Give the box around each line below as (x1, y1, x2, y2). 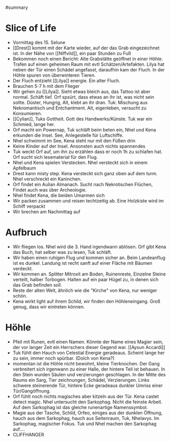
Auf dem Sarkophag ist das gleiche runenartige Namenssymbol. (12, 404, 148, 410)
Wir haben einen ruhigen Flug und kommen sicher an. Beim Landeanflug (12, 254, 165, 261)
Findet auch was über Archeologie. (12, 187, 87, 193)
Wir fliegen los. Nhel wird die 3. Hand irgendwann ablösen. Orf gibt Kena (12, 244, 166, 250)
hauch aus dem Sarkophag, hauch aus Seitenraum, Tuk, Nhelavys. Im (12, 415, 160, 421)
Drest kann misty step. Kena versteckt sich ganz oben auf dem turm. (12, 170, 158, 176)
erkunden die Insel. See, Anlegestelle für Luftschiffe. (12, 132, 124, 138)
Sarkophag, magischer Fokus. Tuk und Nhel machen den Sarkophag (12, 420, 157, 427)
